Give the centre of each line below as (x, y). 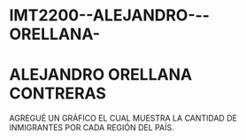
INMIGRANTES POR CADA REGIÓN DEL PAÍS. (92, 128)
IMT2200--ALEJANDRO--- (110, 16)
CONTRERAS (58, 93)
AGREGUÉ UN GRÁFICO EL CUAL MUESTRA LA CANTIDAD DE (123, 118)
